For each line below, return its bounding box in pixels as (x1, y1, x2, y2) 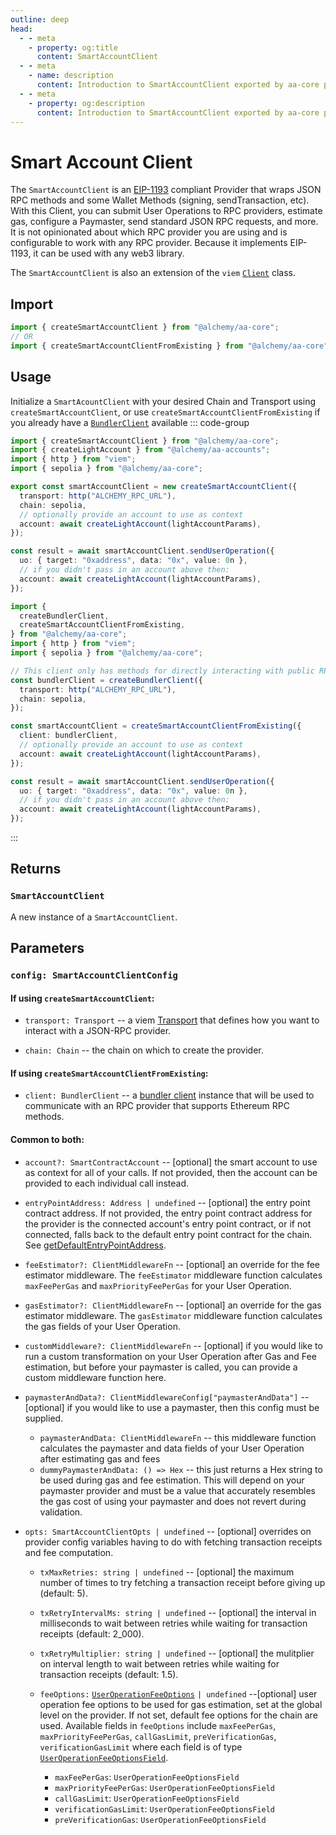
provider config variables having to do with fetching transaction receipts (24, 1536, 323, 1548)
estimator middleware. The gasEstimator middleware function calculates (24, 1309, 323, 1321)
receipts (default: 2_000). (39, 1627, 145, 1640)
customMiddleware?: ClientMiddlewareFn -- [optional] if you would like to (24, 1339, 323, 1351)
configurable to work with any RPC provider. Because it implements (10, 237, 288, 249)
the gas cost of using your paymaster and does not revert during (39, 1495, 307, 1507)
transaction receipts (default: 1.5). (39, 1668, 179, 1680)
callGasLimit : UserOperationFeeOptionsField (54, 1792, 240, 1804)
